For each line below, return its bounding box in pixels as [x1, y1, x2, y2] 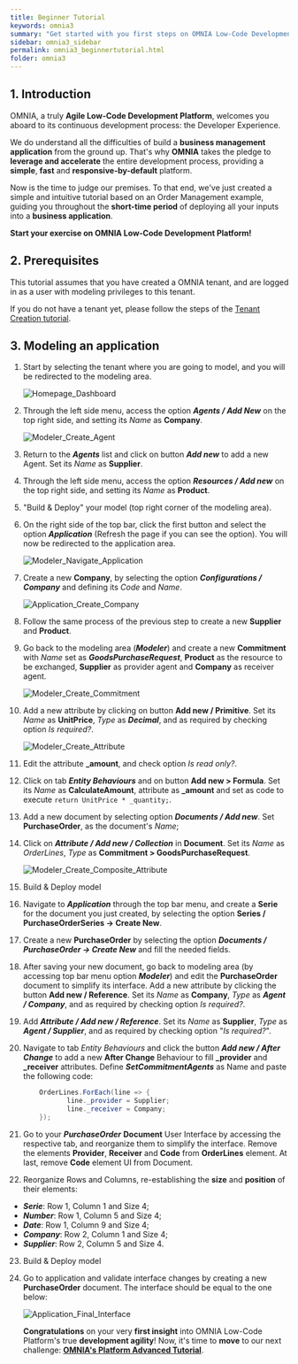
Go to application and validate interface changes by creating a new [22, 1272, 268, 1283]
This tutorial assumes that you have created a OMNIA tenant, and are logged [10, 276, 289, 288]
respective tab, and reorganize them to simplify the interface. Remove [22, 1138, 278, 1149]
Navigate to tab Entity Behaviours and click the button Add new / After [22, 1043, 281, 1053]
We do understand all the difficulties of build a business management [10, 136, 266, 147]
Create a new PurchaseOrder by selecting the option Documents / [22, 935, 268, 945]
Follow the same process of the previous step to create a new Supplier [22, 616, 282, 627]
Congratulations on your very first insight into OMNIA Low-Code [22, 1325, 264, 1337]
